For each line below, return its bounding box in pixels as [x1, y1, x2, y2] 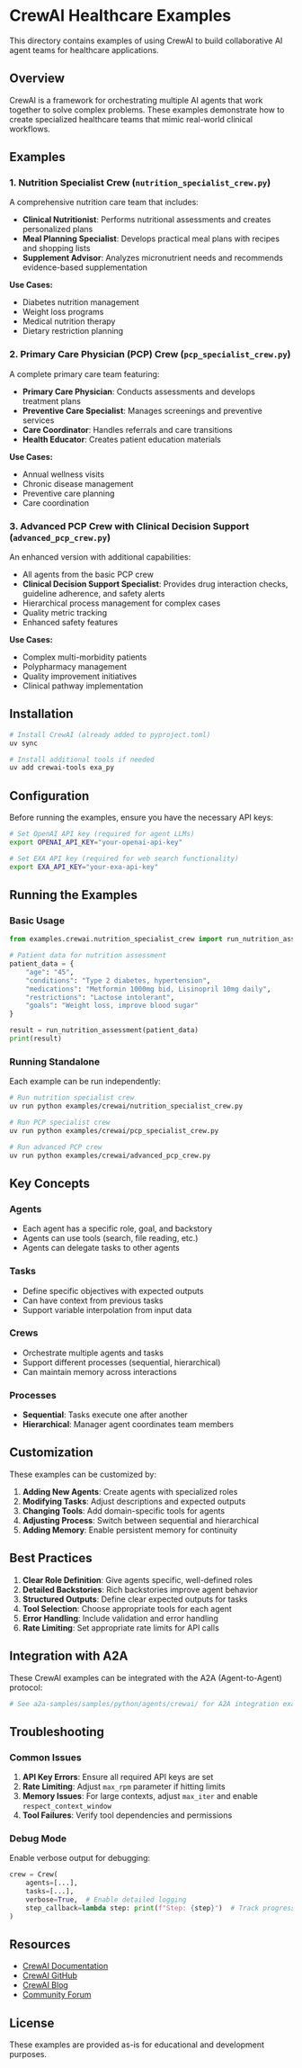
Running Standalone [9, 1055, 101, 1067]
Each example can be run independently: [9, 1076, 162, 1087]
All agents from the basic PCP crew [22, 569, 155, 580]
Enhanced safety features [22, 617, 119, 628]
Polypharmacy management [22, 661, 128, 672]
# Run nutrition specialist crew [9, 1093, 135, 1102]
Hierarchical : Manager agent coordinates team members [22, 1419, 235, 1430]
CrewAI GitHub [22, 1970, 78, 1981]
